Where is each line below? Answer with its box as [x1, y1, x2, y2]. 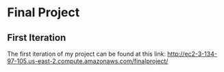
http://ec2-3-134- [167, 50, 218, 58]
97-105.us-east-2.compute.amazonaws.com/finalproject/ [7, 57, 169, 65]
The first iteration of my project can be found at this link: [7, 50, 166, 58]
